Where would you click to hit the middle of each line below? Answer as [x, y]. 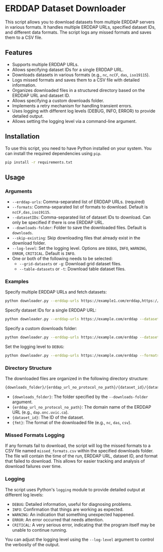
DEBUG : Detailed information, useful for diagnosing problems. [72, 504]
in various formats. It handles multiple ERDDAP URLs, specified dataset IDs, [81, 27]
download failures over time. [33, 466]
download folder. [29, 243]
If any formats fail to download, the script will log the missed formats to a [78, 446]
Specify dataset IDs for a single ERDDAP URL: [51, 310]
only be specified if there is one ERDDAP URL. [58, 223]
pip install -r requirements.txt [39, 162]
